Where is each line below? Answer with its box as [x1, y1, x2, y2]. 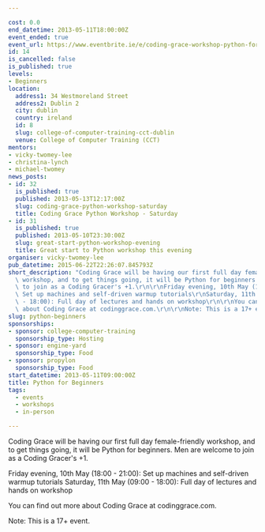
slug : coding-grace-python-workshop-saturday [15, 202, 168, 210]
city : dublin [15, 107, 58, 115]
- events [15, 393, 44, 402]
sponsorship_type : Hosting [15, 334, 104, 342]
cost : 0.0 [8, 18, 41, 26]
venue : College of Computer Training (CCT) [15, 136, 160, 144]
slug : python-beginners [8, 312, 87, 320]
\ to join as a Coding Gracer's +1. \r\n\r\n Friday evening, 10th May [15, 283, 248, 291]
